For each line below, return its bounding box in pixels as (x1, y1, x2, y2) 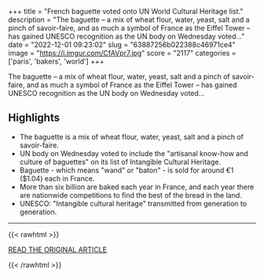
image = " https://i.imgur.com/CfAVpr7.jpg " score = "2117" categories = (8, 49, 236, 57)
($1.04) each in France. (19, 173, 95, 183)
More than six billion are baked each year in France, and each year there (19, 182, 255, 191)
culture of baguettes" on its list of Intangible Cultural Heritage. (19, 157, 222, 166)
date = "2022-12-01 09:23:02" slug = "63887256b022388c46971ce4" (8, 40, 236, 49)
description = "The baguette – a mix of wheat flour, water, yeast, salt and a (8, 15, 250, 24)
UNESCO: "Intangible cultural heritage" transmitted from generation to (19, 199, 247, 208)
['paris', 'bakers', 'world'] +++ (8, 56, 104, 66)
